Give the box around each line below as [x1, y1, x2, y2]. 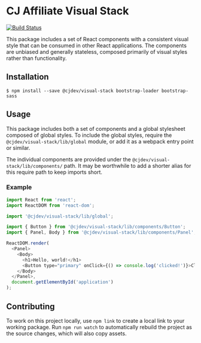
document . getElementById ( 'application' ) [11, 279, 114, 285]
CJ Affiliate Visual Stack [6, 4, 129, 18]
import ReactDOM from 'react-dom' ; [6, 202, 95, 209]
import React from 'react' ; [6, 197, 77, 203]
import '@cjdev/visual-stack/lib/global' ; [6, 213, 114, 219]
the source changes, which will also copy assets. [6, 330, 127, 337]
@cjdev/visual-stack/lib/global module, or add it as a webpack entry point [6, 137, 194, 145]
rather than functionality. [6, 54, 67, 62]
